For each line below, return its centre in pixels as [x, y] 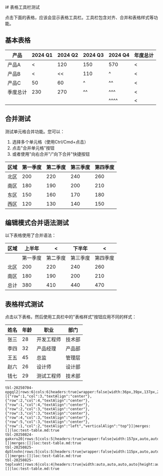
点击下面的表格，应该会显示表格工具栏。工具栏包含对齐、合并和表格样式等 [79, 18]
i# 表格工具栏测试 [23, 7]
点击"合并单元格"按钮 [33, 148]
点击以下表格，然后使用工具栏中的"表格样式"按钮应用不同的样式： [71, 317]
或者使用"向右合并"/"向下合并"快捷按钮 [51, 154]
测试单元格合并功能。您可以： [35, 131]
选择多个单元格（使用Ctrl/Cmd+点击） [50, 142]
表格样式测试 [24, 304]
